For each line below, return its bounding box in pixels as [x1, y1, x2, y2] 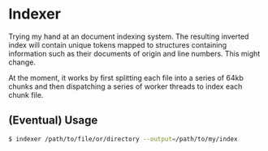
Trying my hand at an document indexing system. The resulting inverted [8, 31, 249, 41]
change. [8, 57, 37, 67]
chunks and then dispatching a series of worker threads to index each [8, 82, 243, 91]
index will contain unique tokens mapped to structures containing [8, 40, 227, 49]
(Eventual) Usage [8, 114, 98, 128]
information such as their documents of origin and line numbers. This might [8, 48, 261, 58]
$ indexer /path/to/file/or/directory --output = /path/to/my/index [8, 135, 238, 143]
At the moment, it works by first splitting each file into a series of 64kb [8, 73, 244, 82]
